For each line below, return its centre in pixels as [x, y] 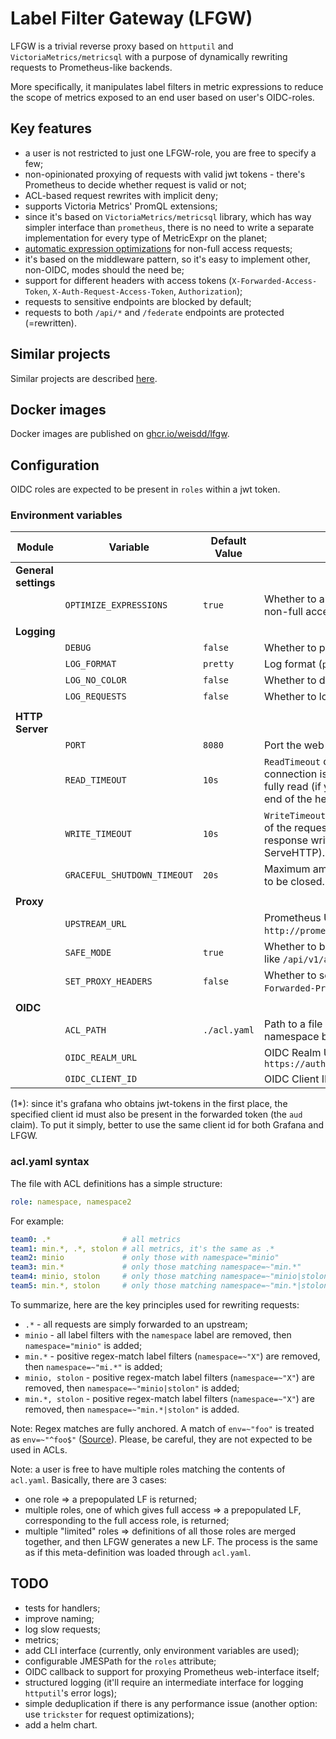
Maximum [287, 869]
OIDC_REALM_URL [101, 1058]
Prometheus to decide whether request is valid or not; [135, 184]
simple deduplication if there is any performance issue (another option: [171, 1703]
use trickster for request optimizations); [109, 1714]
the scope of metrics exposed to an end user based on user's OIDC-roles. [162, 97]
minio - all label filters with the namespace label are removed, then [158, 1334]
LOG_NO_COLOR [95, 680]
